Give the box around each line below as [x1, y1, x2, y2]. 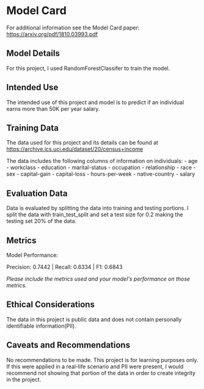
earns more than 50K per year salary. [6, 105, 100, 112]
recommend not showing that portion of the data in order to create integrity [6, 369, 196, 377]
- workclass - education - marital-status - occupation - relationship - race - [6, 164, 196, 172]
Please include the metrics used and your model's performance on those [6, 275, 191, 282]
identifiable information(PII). [6, 322, 76, 330]
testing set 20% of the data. [6, 217, 77, 225]
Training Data [6, 123, 59, 133]
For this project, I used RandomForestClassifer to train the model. [6, 64, 170, 72]
